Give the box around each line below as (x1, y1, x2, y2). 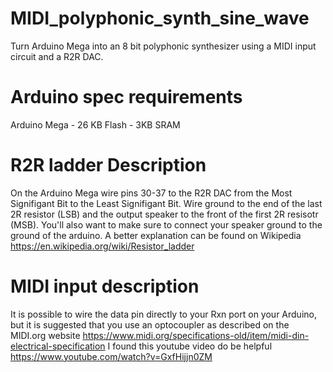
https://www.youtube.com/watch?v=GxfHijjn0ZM (10, 350, 213, 362)
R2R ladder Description (10, 154, 207, 177)
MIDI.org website (10, 329, 81, 341)
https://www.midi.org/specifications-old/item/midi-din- (82, 329, 310, 341)
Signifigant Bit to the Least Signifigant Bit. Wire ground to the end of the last (10, 197, 323, 209)
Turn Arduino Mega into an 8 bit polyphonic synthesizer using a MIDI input (10, 40, 317, 52)
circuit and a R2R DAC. (10, 50, 104, 62)
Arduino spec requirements (10, 86, 243, 109)
